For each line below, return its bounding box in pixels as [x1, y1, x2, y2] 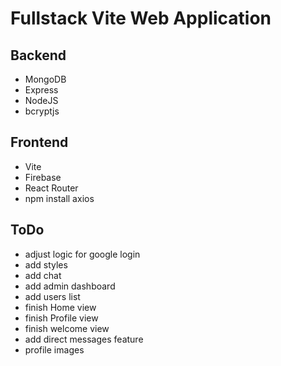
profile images [24, 343, 85, 356]
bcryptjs [24, 105, 60, 117]
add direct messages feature [24, 333, 144, 345]
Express [24, 84, 59, 96]
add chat [24, 269, 62, 281]
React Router [24, 182, 79, 194]
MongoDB [24, 73, 67, 85]
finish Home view [24, 301, 97, 313]
